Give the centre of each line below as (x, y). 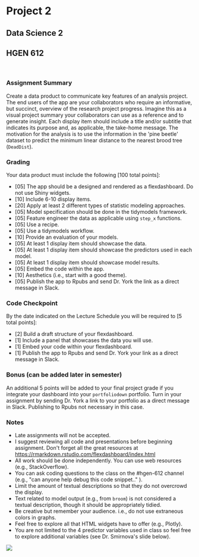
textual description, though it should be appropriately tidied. (88, 505)
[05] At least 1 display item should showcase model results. (87, 262)
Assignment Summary (39, 83)
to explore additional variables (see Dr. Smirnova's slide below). (93, 536)
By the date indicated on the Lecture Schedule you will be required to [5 (94, 316)
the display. (29, 492)
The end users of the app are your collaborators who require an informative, (99, 102)
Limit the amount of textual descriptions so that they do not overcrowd (101, 486)
